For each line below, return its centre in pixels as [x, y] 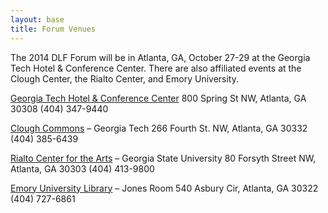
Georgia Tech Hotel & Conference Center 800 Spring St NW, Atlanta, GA [158, 98]
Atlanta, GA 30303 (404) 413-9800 [82, 168]
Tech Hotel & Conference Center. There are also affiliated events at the [156, 68]
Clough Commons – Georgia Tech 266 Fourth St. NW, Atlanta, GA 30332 [159, 128]
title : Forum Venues [53, 29]
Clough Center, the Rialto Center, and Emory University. [124, 78]
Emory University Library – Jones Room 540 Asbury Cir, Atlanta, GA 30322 [164, 188]
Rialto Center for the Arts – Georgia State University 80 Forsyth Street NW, [163, 158]
